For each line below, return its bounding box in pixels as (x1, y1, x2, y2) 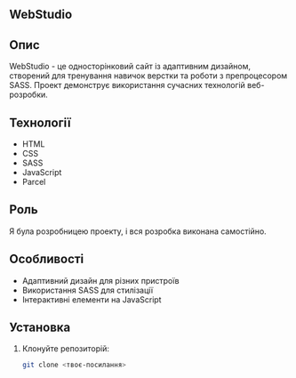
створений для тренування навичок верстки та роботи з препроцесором (9, 70, 288, 81)
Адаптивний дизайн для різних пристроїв (21, 275, 180, 286)
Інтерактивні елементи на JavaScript (21, 294, 162, 305)
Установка (9, 320, 71, 335)
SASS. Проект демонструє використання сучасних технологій (9, 80, 246, 91)
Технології (9, 115, 71, 130)
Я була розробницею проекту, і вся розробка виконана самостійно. (9, 226, 267, 237)
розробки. (9, 89, 49, 101)
